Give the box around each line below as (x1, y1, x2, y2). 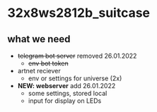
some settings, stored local (28, 89, 107, 97)
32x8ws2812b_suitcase (7, 5, 151, 21)
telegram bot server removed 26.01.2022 (17, 51, 137, 60)
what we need (7, 33, 71, 45)
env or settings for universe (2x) (28, 74, 122, 82)
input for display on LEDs (28, 97, 102, 105)
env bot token (28, 59, 69, 68)
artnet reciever (17, 67, 62, 75)
